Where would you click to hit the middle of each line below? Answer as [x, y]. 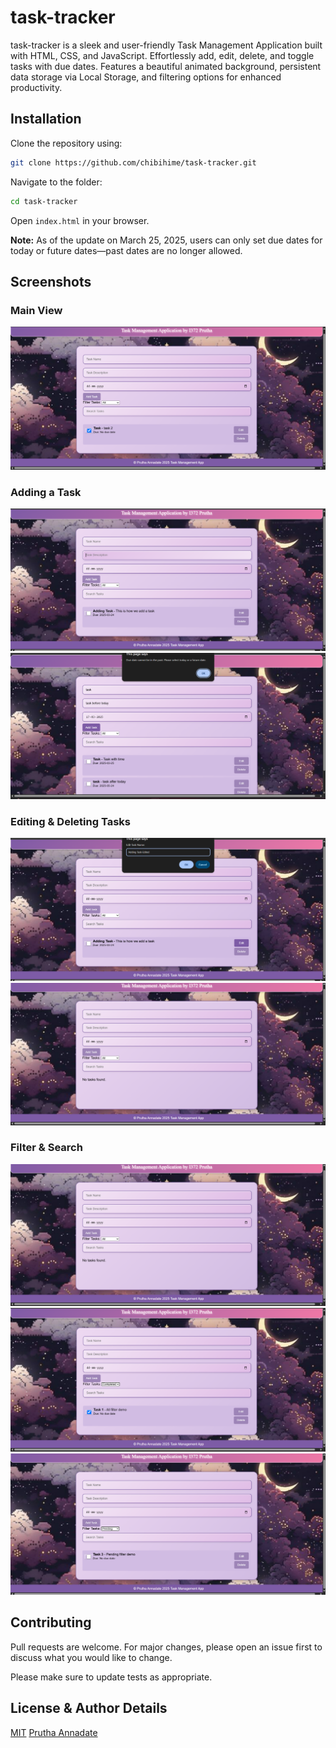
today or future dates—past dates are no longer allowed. [126, 250]
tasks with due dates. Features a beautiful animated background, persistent [166, 66]
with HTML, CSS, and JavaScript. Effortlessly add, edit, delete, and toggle [162, 55]
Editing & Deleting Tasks [70, 821]
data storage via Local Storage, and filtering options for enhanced [146, 77]
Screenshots [51, 281]
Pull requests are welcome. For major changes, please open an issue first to [166, 1647]
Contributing [51, 1622]
